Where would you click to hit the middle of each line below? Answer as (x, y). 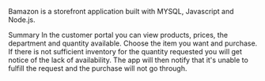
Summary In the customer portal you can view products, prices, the (118, 35)
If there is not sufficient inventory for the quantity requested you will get (125, 52)
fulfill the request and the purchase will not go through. (98, 68)
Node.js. (22, 20)
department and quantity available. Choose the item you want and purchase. (133, 43)
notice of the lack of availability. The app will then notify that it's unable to (129, 60)
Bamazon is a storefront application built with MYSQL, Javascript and (121, 11)
